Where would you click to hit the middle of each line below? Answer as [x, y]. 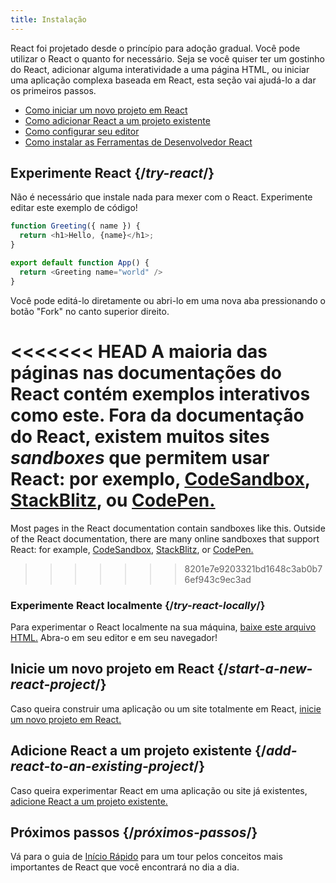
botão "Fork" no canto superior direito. [90, 311]
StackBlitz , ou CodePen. [113, 500]
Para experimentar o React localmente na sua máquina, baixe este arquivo [163, 627]
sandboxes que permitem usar [140, 457]
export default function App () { [80, 263]
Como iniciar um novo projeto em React [106, 110]
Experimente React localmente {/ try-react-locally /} [138, 605]
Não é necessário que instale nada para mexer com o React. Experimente [161, 197]
